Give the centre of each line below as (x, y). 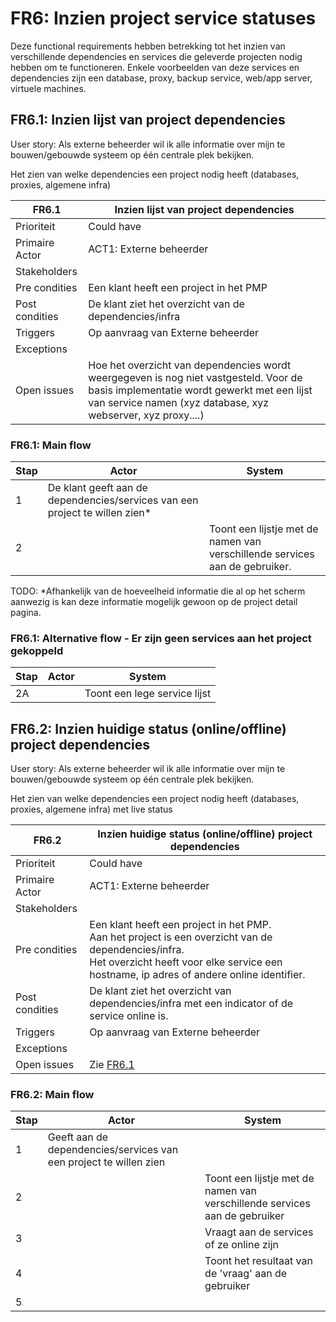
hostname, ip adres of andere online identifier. (197, 975)
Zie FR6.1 (112, 1065)
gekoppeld (37, 650)
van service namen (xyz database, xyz (179, 402)
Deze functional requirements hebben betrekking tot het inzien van (148, 46)
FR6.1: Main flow (51, 445)
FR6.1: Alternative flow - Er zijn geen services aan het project (161, 638)
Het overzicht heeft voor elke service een (186, 962)
